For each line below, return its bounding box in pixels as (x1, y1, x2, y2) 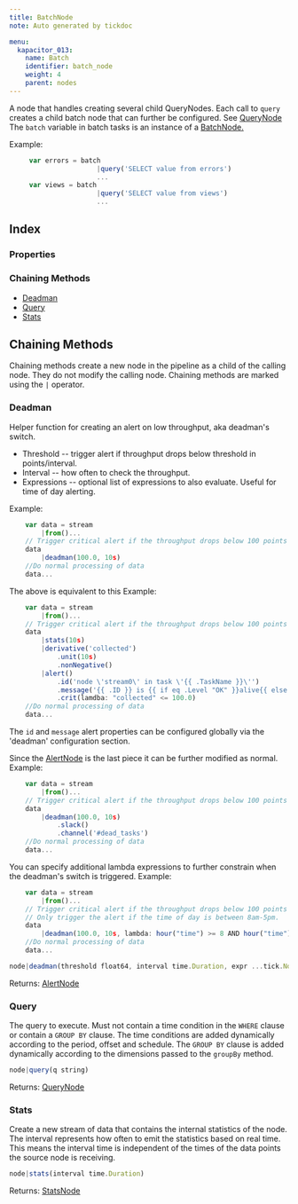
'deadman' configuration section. (9, 736, 130, 746)
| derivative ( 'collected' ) (41, 644, 137, 653)
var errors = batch (28, 156, 101, 165)
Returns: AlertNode (9, 978, 80, 988)
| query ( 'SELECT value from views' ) (96, 189, 228, 198)
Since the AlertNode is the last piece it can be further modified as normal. (9, 753, 278, 764)
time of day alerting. (21, 485, 96, 497)
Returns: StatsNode (9, 1185, 81, 1196)
